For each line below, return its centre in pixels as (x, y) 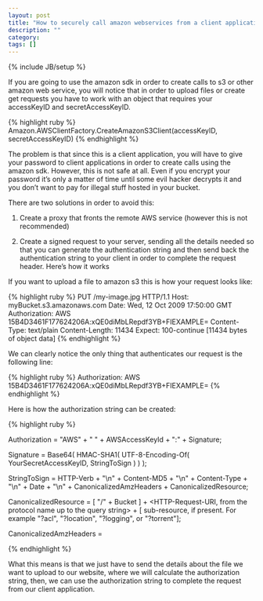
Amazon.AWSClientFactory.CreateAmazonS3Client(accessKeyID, (113, 131)
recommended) (44, 226)
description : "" (34, 30)
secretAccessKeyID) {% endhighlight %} (74, 139)
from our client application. (52, 589)
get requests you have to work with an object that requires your (110, 99)
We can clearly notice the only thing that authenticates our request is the (125, 354)
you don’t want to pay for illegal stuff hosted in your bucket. (104, 188)
